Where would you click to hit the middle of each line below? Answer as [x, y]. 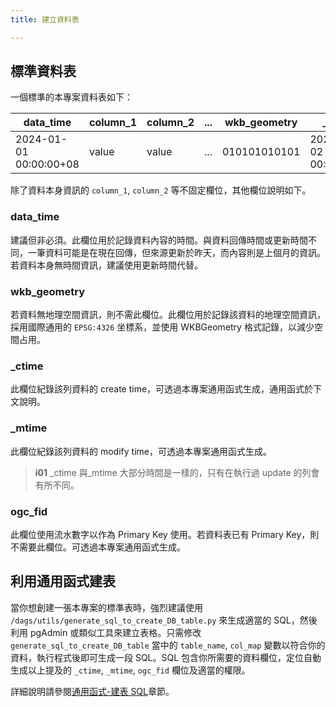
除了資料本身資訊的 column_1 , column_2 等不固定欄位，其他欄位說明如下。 [161, 190]
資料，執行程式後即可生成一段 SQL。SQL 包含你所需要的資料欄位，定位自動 [166, 657]
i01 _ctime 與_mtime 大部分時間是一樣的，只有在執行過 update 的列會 [177, 472]
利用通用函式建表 [63, 581]
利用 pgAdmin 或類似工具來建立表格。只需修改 [106, 632]
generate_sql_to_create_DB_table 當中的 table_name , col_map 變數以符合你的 [168, 645]
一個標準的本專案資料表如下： [71, 97]
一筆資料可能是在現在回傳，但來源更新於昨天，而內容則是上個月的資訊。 [176, 252]
